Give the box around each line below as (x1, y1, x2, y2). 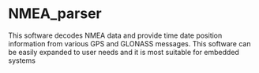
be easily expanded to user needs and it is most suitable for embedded (8, 47, 239, 57)
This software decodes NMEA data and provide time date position (8, 31, 223, 40)
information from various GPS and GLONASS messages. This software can (8, 38, 251, 48)
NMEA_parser (8, 5, 102, 23)
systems (8, 56, 36, 65)
